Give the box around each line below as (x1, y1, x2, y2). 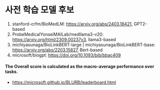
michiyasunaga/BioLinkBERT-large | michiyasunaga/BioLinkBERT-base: (12, 42, 156, 47)
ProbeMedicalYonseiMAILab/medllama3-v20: (12, 31, 104, 37)
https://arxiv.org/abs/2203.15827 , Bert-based (12, 47, 103, 53)
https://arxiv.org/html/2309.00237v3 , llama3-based (12, 36, 116, 42)
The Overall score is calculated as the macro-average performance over (5, 63, 155, 69)
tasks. (5, 68, 18, 74)
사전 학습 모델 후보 (5, 4, 74, 16)
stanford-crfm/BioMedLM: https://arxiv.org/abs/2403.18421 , (12, 21, 133, 27)
